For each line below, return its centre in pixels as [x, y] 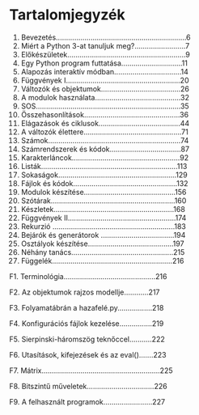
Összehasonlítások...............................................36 [105, 114]
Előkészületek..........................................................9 [106, 54]
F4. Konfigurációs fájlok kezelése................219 [87, 323]
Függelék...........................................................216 [102, 260]
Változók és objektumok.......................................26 [105, 89]
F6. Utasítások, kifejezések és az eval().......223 [88, 354]
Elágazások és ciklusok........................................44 [105, 123]
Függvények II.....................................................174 [104, 218]
